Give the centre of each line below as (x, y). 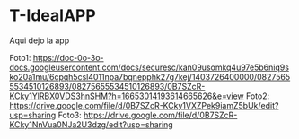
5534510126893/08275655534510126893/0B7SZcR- (107, 86)
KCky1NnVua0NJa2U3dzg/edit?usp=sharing (91, 124)
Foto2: (258, 96)
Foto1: (20, 57)
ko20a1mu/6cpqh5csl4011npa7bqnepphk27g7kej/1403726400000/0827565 (150, 76)
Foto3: (70, 115)
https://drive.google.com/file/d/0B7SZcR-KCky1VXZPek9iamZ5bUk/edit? (144, 105)
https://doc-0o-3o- (69, 57)
